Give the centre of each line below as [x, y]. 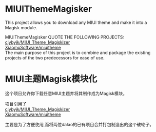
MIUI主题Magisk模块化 [51, 79]
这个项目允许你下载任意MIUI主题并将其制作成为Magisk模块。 [66, 93]
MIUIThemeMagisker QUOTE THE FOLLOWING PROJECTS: [65, 37]
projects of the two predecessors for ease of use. [55, 57]
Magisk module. [21, 27]
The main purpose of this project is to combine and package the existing [78, 53]
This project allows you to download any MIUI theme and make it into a [76, 22]
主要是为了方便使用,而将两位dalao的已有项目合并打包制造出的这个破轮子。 [80, 124]
